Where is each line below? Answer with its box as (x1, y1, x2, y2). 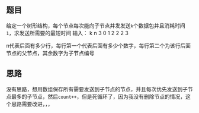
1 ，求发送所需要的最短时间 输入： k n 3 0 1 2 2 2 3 (6, 29, 129, 36)
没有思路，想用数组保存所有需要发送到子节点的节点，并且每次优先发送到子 (6, 85, 188, 93)
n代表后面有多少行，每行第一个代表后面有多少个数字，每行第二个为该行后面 (6, 42, 191, 49)
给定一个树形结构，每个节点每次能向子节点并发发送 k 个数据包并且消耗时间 (6, 22, 185, 29)
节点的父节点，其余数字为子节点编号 (6, 49, 95, 56)
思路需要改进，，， (11, 100, 53, 108)
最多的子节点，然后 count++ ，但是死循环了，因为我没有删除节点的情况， (11, 93, 186, 100)
